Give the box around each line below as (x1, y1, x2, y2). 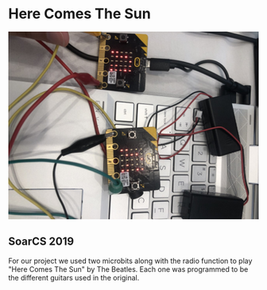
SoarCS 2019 (8, 235, 74, 249)
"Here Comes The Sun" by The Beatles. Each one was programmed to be (8, 264, 249, 274)
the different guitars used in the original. (8, 273, 140, 282)
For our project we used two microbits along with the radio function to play (8, 256, 253, 265)
